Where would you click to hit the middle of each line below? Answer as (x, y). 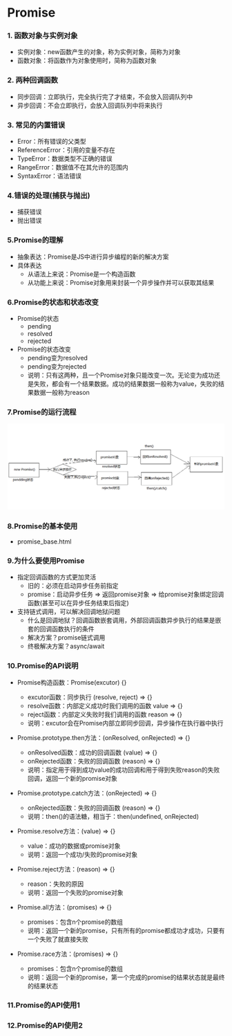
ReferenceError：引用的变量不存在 (66, 150)
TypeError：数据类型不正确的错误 (65, 159)
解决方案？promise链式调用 (66, 638)
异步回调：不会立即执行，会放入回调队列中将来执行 (90, 105)
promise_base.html (44, 542)
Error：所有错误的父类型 (51, 141)
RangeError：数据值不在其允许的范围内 (73, 167)
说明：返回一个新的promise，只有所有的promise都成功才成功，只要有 (126, 930)
